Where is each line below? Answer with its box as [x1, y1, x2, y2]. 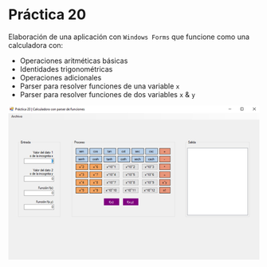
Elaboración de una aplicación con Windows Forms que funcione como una [8, 32, 249, 41]
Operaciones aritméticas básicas [19, 56, 128, 65]
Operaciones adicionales [19, 73, 102, 82]
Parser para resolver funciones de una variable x [19, 81, 180, 91]
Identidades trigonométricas [19, 64, 113, 73]
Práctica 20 [8, 6, 86, 24]
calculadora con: [8, 40, 64, 49]
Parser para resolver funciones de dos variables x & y [19, 89, 195, 99]
